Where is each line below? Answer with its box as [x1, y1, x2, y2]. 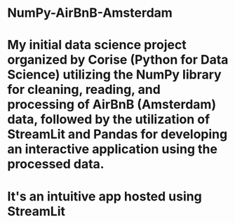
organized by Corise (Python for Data [7, 52, 229, 68]
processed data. [7, 156, 105, 173]
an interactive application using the [7, 142, 217, 157]
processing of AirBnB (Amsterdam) [7, 97, 216, 113]
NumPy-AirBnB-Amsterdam [7, 5, 173, 21]
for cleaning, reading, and [7, 82, 161, 97]
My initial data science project [7, 37, 187, 53]
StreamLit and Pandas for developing [7, 126, 228, 142]
